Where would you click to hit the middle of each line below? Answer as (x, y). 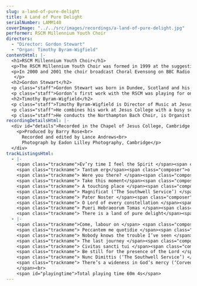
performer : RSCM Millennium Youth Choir (56, 33)
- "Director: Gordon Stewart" (48, 45)
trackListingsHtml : (30, 153)
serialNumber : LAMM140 (34, 22)
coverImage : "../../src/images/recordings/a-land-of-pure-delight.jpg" (95, 28)
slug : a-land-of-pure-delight (43, 11)
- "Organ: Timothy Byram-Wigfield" (55, 50)
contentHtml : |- (26, 55)
